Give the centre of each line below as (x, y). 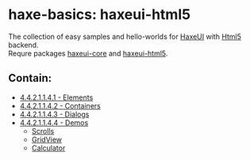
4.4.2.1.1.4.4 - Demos (54, 122)
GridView (46, 139)
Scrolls (43, 131)
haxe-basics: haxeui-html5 (100, 15)
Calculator (48, 147)
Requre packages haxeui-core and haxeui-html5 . (88, 53)
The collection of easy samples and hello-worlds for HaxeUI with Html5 (125, 36)
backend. (23, 44)
